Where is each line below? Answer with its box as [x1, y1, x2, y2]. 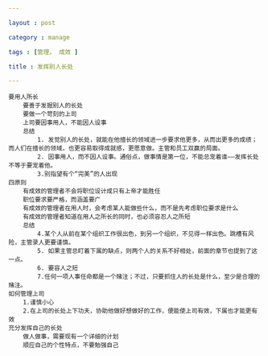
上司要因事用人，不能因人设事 [23, 118, 107, 127]
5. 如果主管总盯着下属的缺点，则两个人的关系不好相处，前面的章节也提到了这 [37, 247, 258, 255]
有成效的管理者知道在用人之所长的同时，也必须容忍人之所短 [23, 213, 191, 221]
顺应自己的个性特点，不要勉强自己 [23, 342, 119, 350]
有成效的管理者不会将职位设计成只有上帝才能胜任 [23, 187, 161, 196]
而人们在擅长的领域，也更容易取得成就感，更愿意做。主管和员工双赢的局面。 [8, 144, 225, 153]
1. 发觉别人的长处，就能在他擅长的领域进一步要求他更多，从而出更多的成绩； [37, 136, 258, 144]
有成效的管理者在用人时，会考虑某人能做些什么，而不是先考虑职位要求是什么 [23, 205, 239, 213]
